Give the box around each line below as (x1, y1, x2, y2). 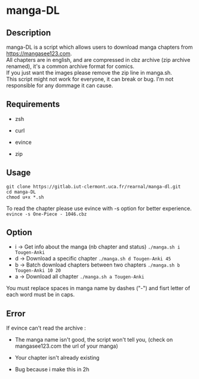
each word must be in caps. (6, 291, 75, 298)
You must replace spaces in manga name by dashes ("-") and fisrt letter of (6, 285, 191, 292)
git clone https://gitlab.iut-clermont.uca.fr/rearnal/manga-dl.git (6, 183, 181, 189)
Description (6, 28, 51, 38)
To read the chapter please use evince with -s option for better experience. (6, 205, 192, 212)
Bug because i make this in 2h (14, 366, 90, 373)
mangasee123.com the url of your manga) (14, 342, 119, 350)
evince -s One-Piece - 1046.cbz (6, 211, 87, 217)
